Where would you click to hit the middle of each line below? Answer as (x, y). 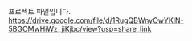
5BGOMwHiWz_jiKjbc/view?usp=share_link (80, 29)
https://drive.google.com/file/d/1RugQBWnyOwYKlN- (96, 20)
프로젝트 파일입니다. (39, 11)
